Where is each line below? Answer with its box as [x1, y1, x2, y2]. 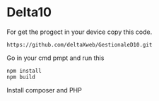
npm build [6, 73, 36, 81]
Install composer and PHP [6, 85, 82, 94]
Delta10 [6, 4, 52, 20]
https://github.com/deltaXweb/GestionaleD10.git [6, 41, 153, 48]
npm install [6, 67, 42, 74]
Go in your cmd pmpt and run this [6, 54, 105, 62]
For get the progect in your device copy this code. [6, 28, 153, 36]
